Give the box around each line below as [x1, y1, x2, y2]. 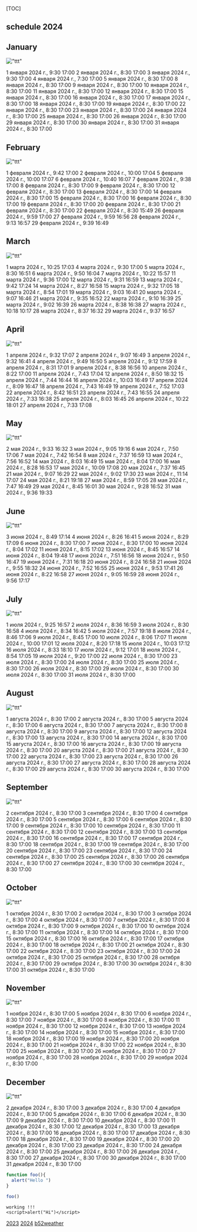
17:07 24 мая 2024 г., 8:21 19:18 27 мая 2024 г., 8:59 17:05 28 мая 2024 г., [6, 477, 188, 484]
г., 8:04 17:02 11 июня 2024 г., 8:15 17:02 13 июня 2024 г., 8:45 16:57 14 [6, 546, 181, 553]
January [6, 42, 38, 52]
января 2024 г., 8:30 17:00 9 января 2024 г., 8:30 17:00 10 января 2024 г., [6, 82, 189, 89]
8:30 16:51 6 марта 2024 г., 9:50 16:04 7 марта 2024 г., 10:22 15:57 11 [6, 270, 176, 277]
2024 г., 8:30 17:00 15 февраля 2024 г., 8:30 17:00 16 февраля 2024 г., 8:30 [6, 194, 192, 202]
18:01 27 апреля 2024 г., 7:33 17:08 [6, 401, 92, 409]
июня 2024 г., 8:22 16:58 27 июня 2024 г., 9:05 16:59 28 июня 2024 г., [6, 571, 180, 578]
